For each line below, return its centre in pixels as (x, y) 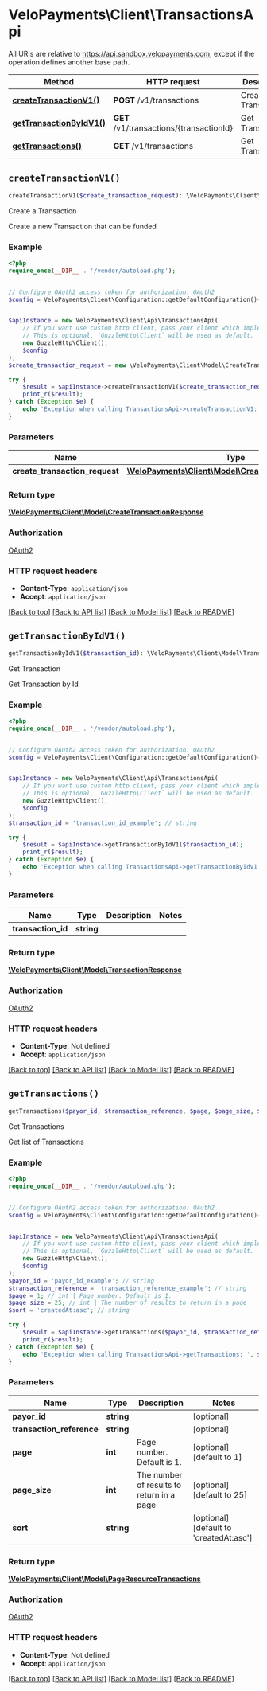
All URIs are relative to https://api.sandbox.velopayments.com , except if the (132, 53)
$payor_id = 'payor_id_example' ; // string (81, 1281)
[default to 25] (220, 1494)
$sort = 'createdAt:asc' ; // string (69, 1310)
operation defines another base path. (69, 62)
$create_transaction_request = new (67, 365)
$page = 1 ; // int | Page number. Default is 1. (90, 1295)
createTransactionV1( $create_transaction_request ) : (95, 195)
